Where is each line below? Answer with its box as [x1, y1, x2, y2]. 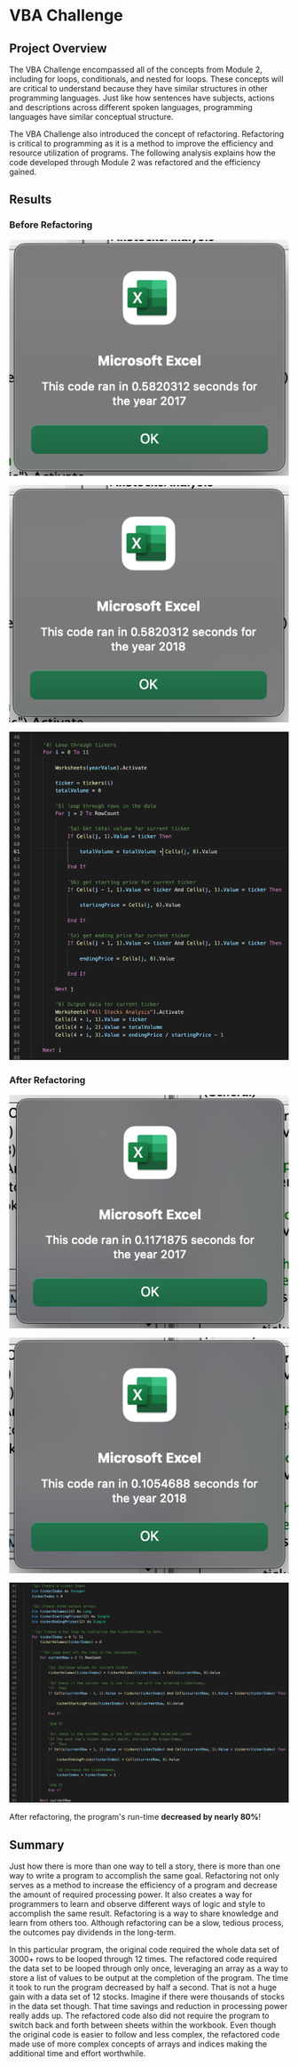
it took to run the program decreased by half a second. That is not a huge [9, 1982, 278, 1993]
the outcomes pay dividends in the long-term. [9, 1927, 176, 1938]
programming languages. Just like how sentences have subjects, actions [9, 92, 275, 103]
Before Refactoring [9, 219, 93, 231]
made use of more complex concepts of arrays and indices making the [9, 2038, 268, 2049]
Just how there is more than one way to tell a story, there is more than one [9, 1861, 281, 1871]
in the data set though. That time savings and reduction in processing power [9, 2001, 288, 2012]
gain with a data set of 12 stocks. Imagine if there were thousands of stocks [9, 1991, 286, 2002]
